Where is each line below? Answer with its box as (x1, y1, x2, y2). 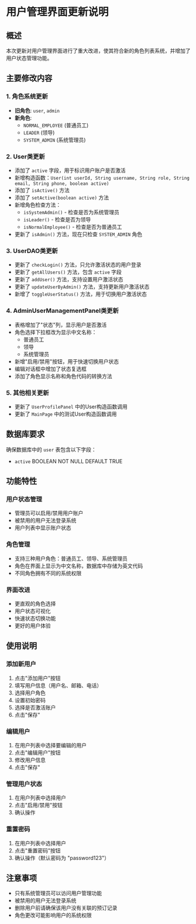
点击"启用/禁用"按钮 (14, 802, 63, 809)
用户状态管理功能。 (6, 55, 53, 62)
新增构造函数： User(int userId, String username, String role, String (14, 174, 190, 181)
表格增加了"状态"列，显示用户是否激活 (14, 321, 107, 328)
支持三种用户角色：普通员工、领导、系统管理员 (14, 555, 128, 562)
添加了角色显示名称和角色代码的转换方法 (14, 372, 112, 379)
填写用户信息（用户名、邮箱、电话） (14, 682, 102, 689)
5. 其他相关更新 (6, 389, 49, 397)
